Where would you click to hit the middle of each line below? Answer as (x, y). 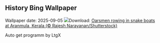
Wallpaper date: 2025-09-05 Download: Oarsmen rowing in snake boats (80, 20)
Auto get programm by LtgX (33, 35)
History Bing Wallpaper (41, 8)
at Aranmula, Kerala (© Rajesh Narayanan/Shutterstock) (61, 25)
